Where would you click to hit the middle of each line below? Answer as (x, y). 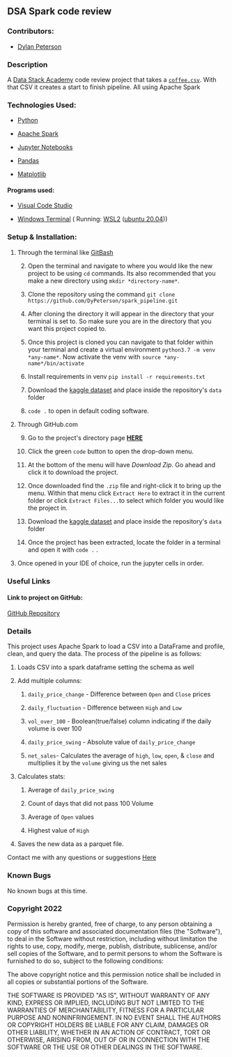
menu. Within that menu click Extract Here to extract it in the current (126, 493)
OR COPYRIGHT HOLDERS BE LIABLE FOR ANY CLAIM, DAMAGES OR (108, 1025)
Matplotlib (32, 174)
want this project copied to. (67, 328)
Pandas (28, 161)
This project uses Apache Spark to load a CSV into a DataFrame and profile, (116, 646)
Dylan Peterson (39, 46)
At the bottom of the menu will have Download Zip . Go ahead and (122, 464)
